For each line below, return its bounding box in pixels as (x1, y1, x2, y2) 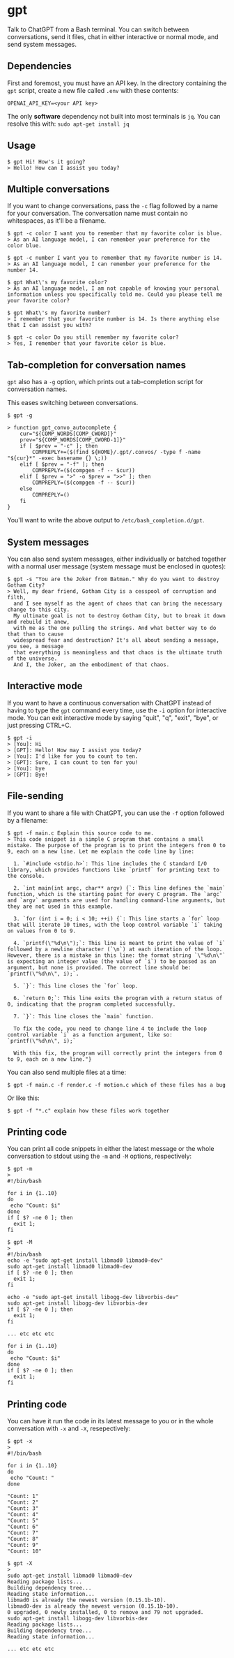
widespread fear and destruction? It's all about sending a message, (13, 637, 219, 644)
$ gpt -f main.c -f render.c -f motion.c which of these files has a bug (7, 1081, 226, 1088)
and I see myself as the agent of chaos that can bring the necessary (13, 600, 223, 607)
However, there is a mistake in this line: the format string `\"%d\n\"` (7, 952, 226, 959)
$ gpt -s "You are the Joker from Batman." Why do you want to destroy (7, 575, 219, 582)
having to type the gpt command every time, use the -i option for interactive (7, 706, 227, 714)
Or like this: (7, 1094, 40, 1102)
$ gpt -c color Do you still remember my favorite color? (7, 334, 179, 341)
